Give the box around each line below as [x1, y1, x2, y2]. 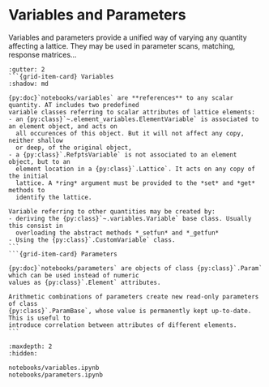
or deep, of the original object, [15, 144, 132, 152]
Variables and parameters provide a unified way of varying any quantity [8, 32, 247, 42]
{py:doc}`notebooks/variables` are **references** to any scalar [8, 93, 233, 102]
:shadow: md [8, 80, 49, 88]
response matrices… [8, 49, 77, 59]
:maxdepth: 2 [8, 342, 53, 350]
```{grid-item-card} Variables [8, 72, 114, 80]
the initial [8, 172, 49, 180]
